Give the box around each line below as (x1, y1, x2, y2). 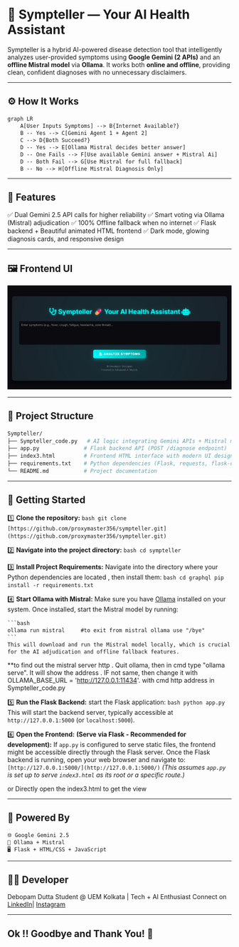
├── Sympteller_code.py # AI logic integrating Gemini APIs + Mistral (7, 437, 228, 445)
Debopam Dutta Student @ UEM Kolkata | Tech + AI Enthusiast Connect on (7, 893, 227, 901)
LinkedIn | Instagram (7, 900, 66, 909)
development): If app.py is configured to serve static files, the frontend (7, 740, 216, 748)
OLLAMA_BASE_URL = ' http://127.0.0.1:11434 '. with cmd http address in (7, 676, 215, 684)
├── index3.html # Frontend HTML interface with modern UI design (7, 453, 234, 460)
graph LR (7, 115, 33, 122)
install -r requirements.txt (7, 581, 94, 588)
